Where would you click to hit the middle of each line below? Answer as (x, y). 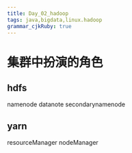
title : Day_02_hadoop (38, 13)
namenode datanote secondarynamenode (66, 104)
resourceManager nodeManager (53, 143)
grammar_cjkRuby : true (39, 26)
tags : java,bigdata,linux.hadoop (55, 20)
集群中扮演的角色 (55, 62)
